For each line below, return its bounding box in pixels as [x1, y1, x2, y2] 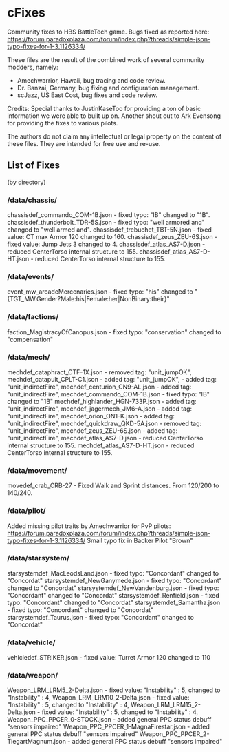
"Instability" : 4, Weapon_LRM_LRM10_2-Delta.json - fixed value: [7, 693, 190, 702]
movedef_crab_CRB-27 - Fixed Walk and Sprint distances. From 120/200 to [7, 481, 219, 490]
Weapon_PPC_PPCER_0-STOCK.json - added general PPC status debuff [7, 715, 212, 724]
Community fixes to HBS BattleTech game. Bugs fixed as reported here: [7, 28, 210, 36]
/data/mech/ [7, 352, 50, 362]
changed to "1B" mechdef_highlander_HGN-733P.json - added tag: [7, 397, 197, 405]
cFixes [7, 5, 46, 21]
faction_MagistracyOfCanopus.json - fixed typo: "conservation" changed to [7, 327, 221, 336]
